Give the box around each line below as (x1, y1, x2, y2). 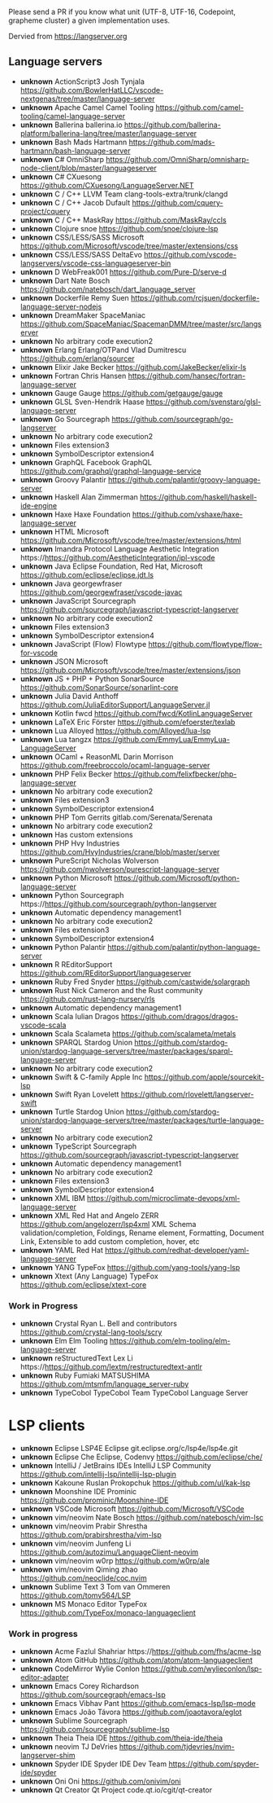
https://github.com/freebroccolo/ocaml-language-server (19, 760, 210, 770)
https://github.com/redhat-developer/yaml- (104, 1245, 249, 1255)
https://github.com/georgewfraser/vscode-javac (19, 587, 183, 597)
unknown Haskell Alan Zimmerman (19, 492, 138, 502)
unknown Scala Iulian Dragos (19, 1011, 119, 1021)
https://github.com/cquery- (132, 197, 223, 207)
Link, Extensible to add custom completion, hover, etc (19, 1236, 201, 1246)
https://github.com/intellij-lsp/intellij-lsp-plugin (19, 1470, 176, 1480)
